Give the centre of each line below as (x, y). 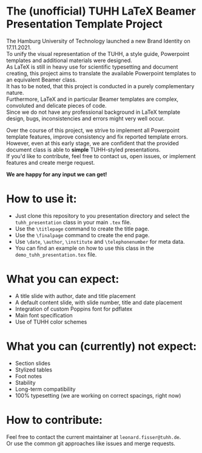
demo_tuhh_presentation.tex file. (56, 254)
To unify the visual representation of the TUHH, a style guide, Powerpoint (98, 54)
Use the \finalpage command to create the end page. (82, 235)
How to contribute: (55, 420)
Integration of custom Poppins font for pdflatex (74, 309)
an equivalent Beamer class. (42, 80)
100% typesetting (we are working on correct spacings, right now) (98, 395)
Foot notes (29, 376)
